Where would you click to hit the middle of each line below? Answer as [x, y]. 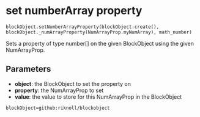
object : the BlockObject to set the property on [72, 83]
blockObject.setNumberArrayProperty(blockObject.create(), [83, 27]
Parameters [28, 69]
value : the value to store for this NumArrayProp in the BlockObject [98, 97]
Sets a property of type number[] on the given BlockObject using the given [100, 43]
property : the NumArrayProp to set [59, 90]
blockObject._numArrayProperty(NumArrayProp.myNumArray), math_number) [99, 32]
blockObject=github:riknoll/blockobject [58, 108]
